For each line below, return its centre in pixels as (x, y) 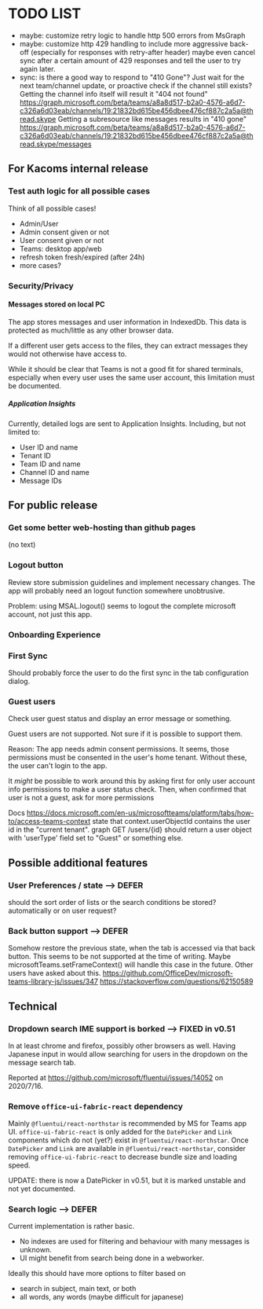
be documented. (35, 385)
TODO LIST (45, 14)
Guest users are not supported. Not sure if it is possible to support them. (126, 734)
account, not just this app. (50, 614)
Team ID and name (50, 464)
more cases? (40, 265)
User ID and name (49, 447)
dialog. (19, 681)
